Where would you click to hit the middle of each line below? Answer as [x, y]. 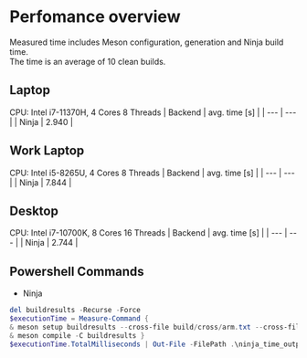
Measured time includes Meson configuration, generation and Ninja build [147, 42]
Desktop [34, 211]
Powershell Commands [77, 271]
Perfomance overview [95, 17]
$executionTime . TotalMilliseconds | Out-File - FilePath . [122, 344]
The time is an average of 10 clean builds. [88, 61]
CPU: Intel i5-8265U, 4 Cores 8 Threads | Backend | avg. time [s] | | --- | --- [152, 173]
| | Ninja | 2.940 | [41, 121]
